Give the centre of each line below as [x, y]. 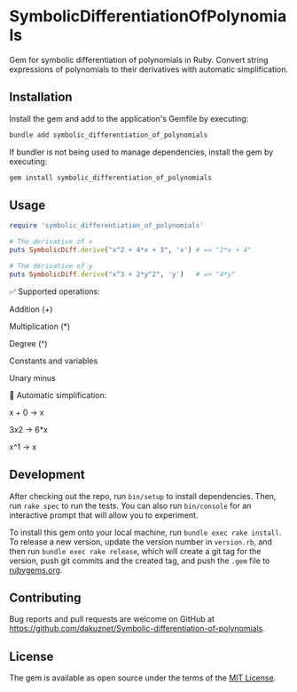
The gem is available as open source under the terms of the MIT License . [143, 678]
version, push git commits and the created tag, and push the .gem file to [140, 561]
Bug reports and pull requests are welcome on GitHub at [112, 619]
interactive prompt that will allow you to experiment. [104, 515]
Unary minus [32, 378]
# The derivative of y [51, 266]
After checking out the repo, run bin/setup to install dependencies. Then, [143, 496]
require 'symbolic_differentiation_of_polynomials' [106, 226]
